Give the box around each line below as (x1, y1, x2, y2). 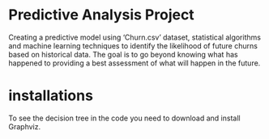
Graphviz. (8, 121, 41, 131)
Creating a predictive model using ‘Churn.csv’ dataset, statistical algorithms (8, 32, 262, 42)
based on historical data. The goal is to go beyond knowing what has (8, 49, 238, 59)
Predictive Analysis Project (8, 6, 194, 24)
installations (8, 86, 93, 105)
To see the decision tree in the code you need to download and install (8, 113, 241, 123)
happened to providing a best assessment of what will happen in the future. (8, 58, 261, 68)
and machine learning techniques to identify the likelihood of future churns (8, 40, 258, 50)
